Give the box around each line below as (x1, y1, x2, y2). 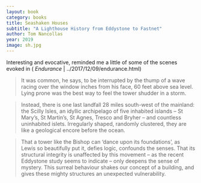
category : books (6, 14, 47, 20)
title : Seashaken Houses (6, 20, 68, 26)
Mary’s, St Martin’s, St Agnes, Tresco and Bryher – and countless (20, 113, 182, 121)
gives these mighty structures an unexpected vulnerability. (20, 170, 166, 177)
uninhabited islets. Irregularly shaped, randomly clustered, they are (20, 120, 187, 127)
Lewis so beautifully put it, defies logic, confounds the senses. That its (20, 145, 196, 152)
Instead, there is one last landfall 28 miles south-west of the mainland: (20, 101, 195, 108)
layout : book (6, 8, 39, 15)
